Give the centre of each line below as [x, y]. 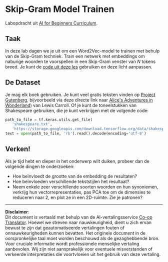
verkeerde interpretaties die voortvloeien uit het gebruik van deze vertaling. [83, 254]
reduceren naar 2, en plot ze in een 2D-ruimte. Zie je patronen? [77, 197]
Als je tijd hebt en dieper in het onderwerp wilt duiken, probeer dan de [77, 161]
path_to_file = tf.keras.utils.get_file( [49, 119]
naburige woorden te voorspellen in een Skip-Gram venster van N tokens [80, 61]
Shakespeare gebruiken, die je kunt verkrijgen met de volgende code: [77, 110]
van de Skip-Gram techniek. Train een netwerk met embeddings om [75, 56]
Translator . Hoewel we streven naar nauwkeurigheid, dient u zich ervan [78, 222]
